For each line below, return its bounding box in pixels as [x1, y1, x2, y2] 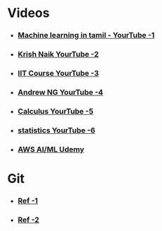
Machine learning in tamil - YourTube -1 [17, 30, 155, 40]
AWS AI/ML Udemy [17, 144, 85, 154]
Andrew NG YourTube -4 [17, 87, 104, 97]
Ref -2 [17, 215, 40, 225]
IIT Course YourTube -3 [17, 68, 99, 78]
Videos [7, 5, 50, 21]
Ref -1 [17, 196, 39, 205]
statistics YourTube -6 [17, 125, 96, 135]
